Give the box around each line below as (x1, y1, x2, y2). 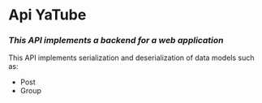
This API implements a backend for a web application (8, 35, 224, 46)
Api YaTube (8, 6, 87, 24)
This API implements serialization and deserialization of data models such (8, 53, 255, 62)
